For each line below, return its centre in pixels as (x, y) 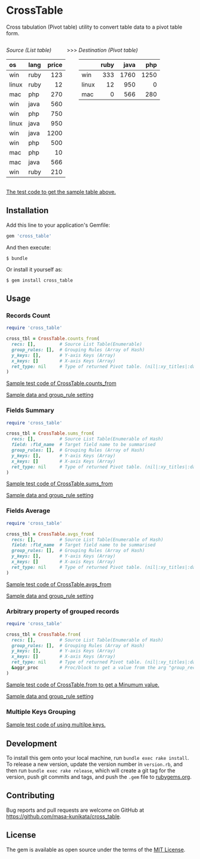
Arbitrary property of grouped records (63, 611)
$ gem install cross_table (40, 280)
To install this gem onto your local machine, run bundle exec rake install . (98, 758)
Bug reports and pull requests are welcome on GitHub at (75, 810)
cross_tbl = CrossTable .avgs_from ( (50, 534)
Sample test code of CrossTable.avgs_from (59, 584)
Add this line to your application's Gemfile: (58, 225)
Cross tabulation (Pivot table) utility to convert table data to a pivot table (94, 27)
